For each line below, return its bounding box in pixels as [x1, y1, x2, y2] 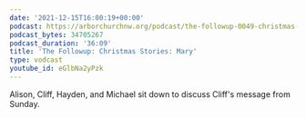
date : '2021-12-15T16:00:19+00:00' [9, 13, 145, 23]
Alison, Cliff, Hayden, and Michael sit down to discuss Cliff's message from [9, 88, 291, 100]
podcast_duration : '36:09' [9, 38, 112, 48]
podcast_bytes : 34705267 [9, 30, 104, 39]
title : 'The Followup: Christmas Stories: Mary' [9, 47, 198, 56]
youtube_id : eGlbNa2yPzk [9, 64, 104, 74]
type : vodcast [9, 55, 64, 64]
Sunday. [9, 98, 41, 109]
